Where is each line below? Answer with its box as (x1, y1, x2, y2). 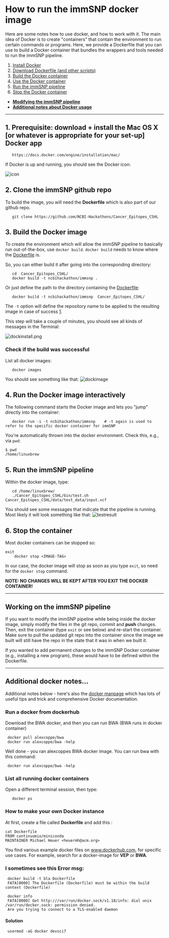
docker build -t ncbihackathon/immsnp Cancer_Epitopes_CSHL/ (12, 294, 145, 299)
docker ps (12, 796, 33, 801)
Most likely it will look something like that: (5, 512, 92, 518)
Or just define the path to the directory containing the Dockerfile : (5, 285, 140, 291)
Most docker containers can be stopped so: (5, 540, 96, 546)
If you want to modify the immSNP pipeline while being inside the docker (5, 616, 156, 622)
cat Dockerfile (5, 829, 37, 834)
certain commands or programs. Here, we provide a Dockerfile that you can (5, 41, 162, 47)
